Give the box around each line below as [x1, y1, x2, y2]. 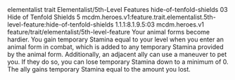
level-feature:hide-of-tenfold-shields [7, 20, 114, 29]
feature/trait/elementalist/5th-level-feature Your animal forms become [7, 28, 210, 36]
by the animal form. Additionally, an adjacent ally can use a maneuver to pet [7, 51, 227, 58]
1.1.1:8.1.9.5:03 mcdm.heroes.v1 [115, 20, 204, 29]
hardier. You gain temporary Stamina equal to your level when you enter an [7, 35, 224, 44]
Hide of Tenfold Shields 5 [7, 13, 81, 21]
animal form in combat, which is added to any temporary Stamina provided [7, 43, 224, 51]
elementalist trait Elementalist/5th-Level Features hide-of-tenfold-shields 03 [7, 6, 228, 13]
